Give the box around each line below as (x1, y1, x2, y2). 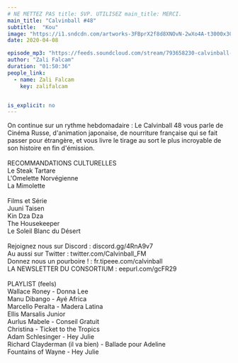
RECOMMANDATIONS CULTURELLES (7, 159, 117, 168)
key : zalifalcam (20, 82, 69, 90)
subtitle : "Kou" (7, 23, 59, 31)
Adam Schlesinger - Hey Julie (7, 332, 94, 341)
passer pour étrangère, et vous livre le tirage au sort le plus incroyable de (7, 136, 222, 145)
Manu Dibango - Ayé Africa (7, 295, 87, 303)
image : (7, 30, 27, 38)
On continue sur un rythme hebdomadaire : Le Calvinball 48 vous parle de (7, 121, 224, 130)
